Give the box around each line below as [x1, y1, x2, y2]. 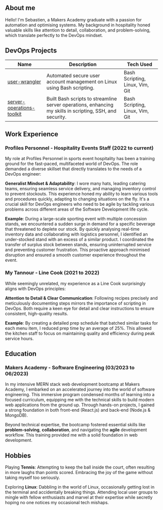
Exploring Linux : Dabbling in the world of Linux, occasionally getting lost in [5, 484, 155, 490]
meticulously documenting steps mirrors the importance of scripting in [5, 300, 146, 306]
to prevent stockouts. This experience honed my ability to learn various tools [5, 191, 158, 197]
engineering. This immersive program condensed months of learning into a [5, 392, 155, 398]
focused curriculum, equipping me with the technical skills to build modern [5, 397, 154, 403]
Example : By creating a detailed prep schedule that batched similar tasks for [5, 320, 158, 326]
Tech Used [127, 61, 153, 68]
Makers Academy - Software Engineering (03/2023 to [5, 364, 135, 371]
